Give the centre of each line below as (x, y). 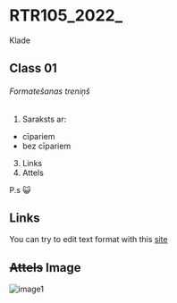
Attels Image (46, 268)
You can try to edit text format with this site (88, 240)
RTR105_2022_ (66, 16)
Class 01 (34, 68)
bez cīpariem (46, 146)
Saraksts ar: (44, 119)
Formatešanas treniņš (50, 91)
